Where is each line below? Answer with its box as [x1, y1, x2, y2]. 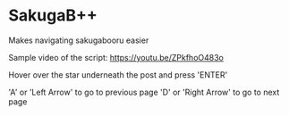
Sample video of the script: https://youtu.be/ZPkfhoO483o [8, 52, 225, 62]
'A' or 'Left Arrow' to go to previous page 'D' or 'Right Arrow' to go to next [8, 87, 280, 97]
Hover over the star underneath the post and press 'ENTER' [8, 69, 228, 80]
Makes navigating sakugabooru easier [8, 35, 149, 46]
